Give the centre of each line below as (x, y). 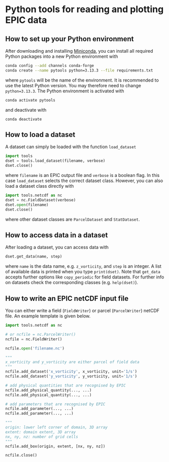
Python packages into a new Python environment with (62, 56)
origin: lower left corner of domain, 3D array (57, 428)
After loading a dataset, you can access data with (57, 247)
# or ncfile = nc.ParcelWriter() (41, 334)
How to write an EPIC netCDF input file (67, 298)
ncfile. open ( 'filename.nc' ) (35, 348)
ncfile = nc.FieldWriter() (34, 339)
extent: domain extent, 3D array (41, 432)
